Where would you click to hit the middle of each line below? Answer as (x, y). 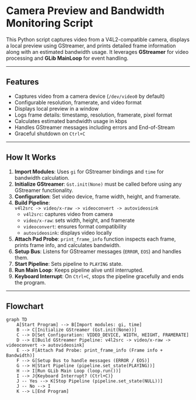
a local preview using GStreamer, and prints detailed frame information (91, 46)
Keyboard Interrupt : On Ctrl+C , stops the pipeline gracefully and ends (99, 276)
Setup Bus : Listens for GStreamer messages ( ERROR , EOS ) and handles (98, 251)
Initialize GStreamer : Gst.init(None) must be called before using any (98, 184)
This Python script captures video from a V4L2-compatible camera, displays (98, 39)
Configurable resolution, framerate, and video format (78, 102)
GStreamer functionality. (44, 190)
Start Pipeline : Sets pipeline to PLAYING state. (69, 264)
